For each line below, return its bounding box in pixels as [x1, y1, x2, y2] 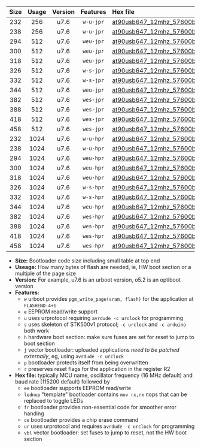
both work [23, 327, 50, 334]
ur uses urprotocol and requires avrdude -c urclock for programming [23, 422, 195, 430]
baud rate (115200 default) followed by [14, 378, 110, 385]
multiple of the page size [14, 270, 77, 277]
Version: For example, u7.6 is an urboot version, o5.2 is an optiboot [14, 276, 181, 283]
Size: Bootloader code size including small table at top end [14, 257, 160, 264]
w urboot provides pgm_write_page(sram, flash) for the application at [23, 295, 194, 302]
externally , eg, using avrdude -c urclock [23, 353, 124, 360]
